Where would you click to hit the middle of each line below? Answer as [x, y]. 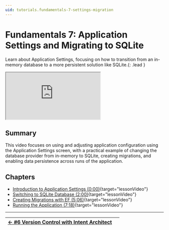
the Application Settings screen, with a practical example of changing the [81, 151]
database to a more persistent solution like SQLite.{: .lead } [84, 65]
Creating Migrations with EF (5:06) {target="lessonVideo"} [72, 200]
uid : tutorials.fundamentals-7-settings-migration [59, 10]
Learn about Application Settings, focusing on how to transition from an [79, 59]
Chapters [20, 177]
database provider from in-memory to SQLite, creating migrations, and [78, 156]
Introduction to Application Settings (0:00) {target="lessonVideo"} [80, 189]
